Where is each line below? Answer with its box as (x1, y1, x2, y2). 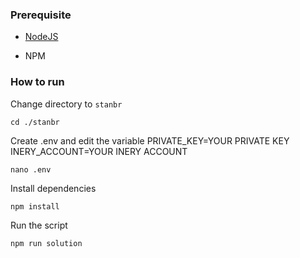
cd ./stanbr (10, 117, 60, 127)
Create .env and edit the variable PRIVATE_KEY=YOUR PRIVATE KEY (10, 134, 290, 147)
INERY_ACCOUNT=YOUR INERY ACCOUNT (10, 145, 188, 157)
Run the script (10, 219, 68, 231)
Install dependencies (10, 182, 97, 194)
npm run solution (10, 238, 83, 248)
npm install (10, 201, 60, 212)
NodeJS (24, 31, 59, 43)
